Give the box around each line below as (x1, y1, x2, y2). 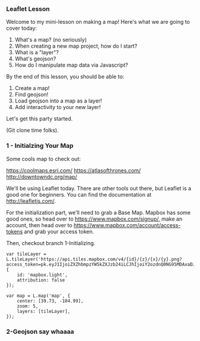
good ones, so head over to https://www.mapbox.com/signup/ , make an (6, 215, 183, 222)
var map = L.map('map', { (6, 293, 70, 299)
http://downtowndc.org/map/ (6, 173, 77, 180)
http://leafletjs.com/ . (6, 197, 57, 204)
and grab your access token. (23, 228, 94, 235)
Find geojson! (14, 91, 49, 98)
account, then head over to (6, 221, 73, 228)
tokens (6, 228, 23, 235)
